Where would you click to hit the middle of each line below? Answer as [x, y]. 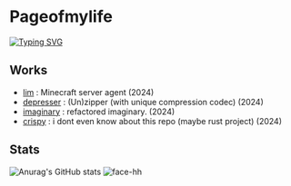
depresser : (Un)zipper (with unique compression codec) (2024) [143, 102]
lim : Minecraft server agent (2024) [88, 92]
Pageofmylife [61, 17]
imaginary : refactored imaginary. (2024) [99, 112]
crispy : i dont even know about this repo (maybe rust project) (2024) [152, 121]
